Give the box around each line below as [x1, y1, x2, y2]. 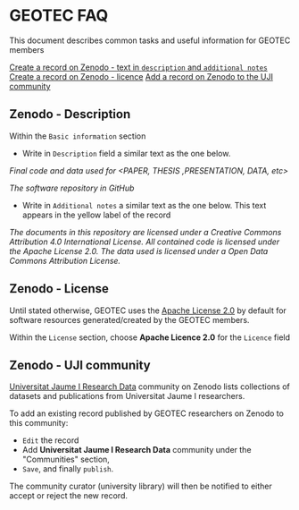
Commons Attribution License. [9, 255, 121, 266]
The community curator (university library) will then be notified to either [9, 480, 272, 492]
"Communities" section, [21, 454, 110, 465]
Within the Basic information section [9, 131, 146, 141]
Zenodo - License [9, 281, 110, 296]
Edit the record [21, 435, 79, 446]
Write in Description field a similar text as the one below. [21, 148, 231, 158]
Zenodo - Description [9, 106, 131, 122]
